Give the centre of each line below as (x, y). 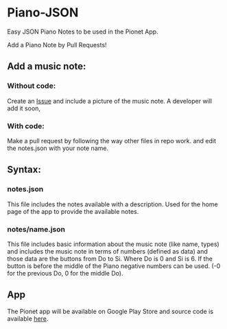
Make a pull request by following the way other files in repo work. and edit (112, 141)
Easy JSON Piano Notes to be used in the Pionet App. (83, 32)
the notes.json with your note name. (58, 148)
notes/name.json (36, 229)
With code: (26, 126)
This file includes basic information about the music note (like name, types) (113, 244)
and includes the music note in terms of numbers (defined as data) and (107, 251)
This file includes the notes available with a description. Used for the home (112, 204)
